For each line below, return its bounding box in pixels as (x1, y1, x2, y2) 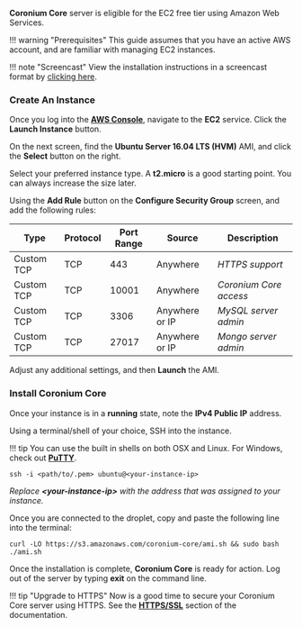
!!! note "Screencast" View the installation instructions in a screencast (9, 62, 268, 72)
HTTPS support (217, 259, 283, 271)
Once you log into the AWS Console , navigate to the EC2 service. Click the (9, 114, 288, 125)
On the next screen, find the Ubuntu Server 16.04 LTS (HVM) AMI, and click (9, 141, 292, 152)
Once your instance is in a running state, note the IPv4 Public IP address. (9, 407, 282, 418)
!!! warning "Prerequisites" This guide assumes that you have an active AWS (9, 35, 291, 45)
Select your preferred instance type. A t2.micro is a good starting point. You (9, 168, 292, 179)
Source (166, 232, 199, 244)
